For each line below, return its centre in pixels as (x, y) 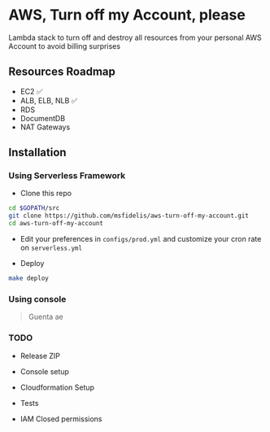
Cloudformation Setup (57, 387)
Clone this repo (46, 194)
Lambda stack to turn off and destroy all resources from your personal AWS (135, 37)
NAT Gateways (45, 127)
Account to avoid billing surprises (64, 46)
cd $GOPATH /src (34, 208)
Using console (37, 299)
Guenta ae (46, 317)
